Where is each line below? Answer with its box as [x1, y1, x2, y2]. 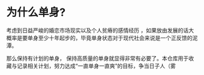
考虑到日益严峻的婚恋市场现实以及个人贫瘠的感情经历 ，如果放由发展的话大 [6, 27, 194, 34]
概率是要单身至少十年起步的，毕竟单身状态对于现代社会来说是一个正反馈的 [6, 34, 192, 41]
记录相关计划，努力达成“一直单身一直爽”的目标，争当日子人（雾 [16, 62, 176, 70]
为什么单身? [6, 5, 66, 19]
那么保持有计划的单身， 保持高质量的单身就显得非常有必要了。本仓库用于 [6, 54, 189, 62]
